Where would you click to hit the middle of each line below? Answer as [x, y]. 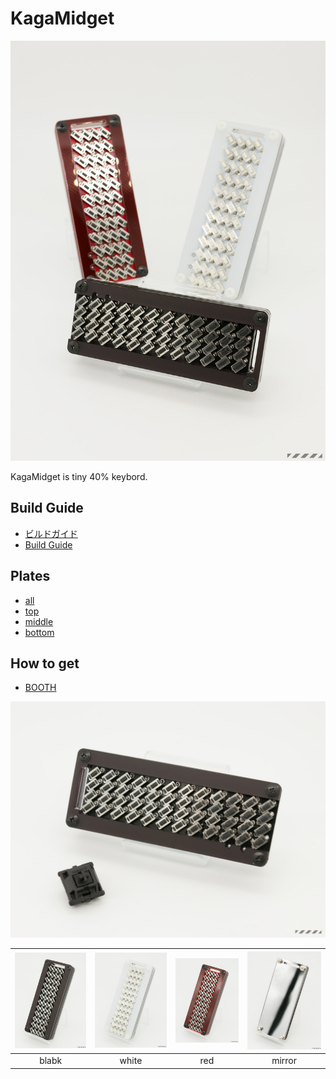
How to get [45, 663]
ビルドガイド [51, 533]
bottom [39, 632]
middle [39, 621]
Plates [30, 576]
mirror [284, 1061]
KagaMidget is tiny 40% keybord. [79, 476]
